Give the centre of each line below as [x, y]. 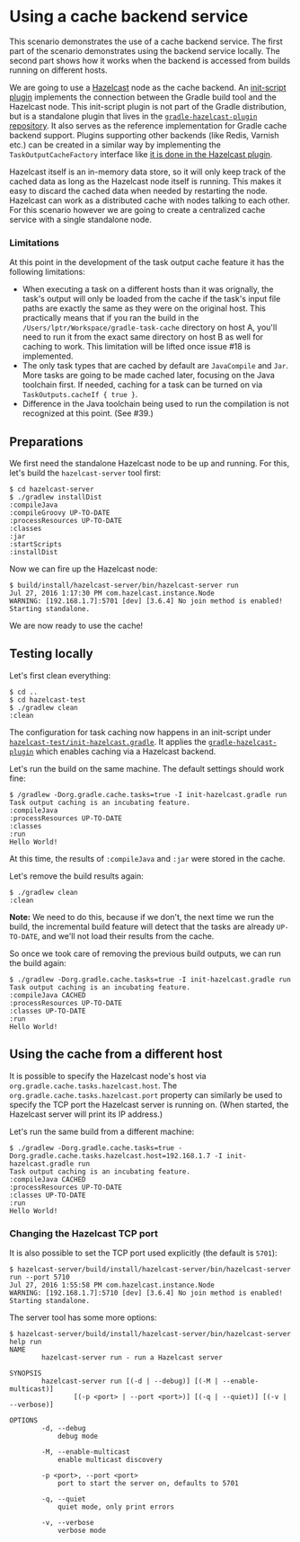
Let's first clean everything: [60, 675]
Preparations [46, 442]
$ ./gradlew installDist [56, 497]
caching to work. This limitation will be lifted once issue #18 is [137, 347]
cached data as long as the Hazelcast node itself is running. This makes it [146, 181]
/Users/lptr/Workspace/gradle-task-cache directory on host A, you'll [150, 328]
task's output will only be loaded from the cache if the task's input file [151, 299]
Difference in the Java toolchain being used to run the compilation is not [155, 404]
